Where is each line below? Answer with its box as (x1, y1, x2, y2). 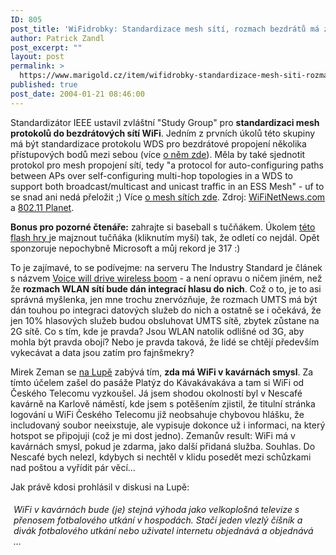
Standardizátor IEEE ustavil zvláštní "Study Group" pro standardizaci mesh (10, 116, 320, 128)
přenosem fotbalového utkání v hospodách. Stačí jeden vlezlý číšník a (13, 514, 303, 526)
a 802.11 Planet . (10, 201, 75, 213)
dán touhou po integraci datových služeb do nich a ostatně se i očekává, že (10, 304, 322, 316)
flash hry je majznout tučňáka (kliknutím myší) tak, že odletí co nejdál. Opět (10, 231, 320, 243)
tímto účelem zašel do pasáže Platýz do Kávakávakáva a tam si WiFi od (10, 376, 305, 388)
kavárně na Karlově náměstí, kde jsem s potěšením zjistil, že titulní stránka (10, 397, 316, 410)
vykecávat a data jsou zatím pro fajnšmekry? (10, 346, 195, 358)
